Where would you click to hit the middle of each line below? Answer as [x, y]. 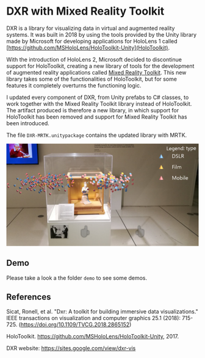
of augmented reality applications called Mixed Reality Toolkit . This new [96, 72]
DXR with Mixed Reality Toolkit [85, 11]
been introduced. [28, 123]
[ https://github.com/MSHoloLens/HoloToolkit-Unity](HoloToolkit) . [88, 48]
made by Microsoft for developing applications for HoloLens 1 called [92, 41]
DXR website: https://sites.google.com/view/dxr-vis [71, 348]
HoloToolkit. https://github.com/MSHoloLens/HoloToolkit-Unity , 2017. [93, 337]
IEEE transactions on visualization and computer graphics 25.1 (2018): [94, 318]
